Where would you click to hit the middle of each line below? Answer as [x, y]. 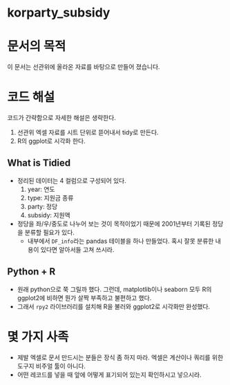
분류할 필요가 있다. [49, 232]
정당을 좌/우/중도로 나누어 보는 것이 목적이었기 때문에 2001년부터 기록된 [114, 224]
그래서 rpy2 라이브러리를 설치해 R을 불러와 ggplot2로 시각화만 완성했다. [114, 306]
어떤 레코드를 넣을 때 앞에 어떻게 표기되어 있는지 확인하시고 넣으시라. [109, 375]
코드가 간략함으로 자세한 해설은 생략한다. [61, 118]
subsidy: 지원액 [49, 215]
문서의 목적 [37, 47]
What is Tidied [39, 163]
